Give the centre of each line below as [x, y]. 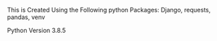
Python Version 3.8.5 [37, 30]
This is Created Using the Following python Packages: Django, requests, [109, 10]
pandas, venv [26, 17]
